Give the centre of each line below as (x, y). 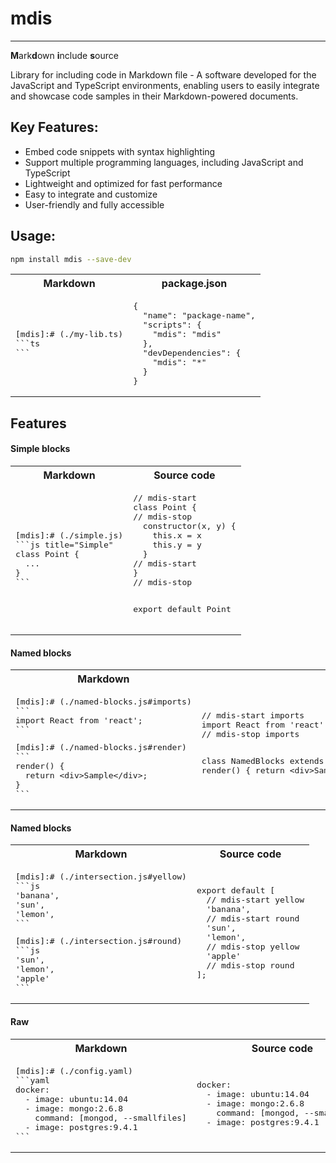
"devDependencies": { (192, 353)
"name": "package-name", (199, 315)
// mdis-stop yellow (253, 946)
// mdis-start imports (253, 715)
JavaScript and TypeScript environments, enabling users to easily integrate (165, 85)
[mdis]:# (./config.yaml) (74, 1070)
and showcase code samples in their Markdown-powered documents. (154, 96)
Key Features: (54, 127)
